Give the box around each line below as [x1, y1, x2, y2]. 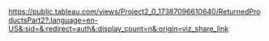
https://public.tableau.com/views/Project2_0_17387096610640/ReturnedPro [8, 7, 261, 16]
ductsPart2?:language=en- [8, 15, 99, 25]
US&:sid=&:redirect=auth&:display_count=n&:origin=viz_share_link [8, 24, 229, 33]
